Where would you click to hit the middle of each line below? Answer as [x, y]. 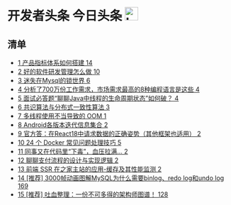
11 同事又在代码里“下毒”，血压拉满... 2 [73, 151]
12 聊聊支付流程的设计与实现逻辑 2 [68, 160]
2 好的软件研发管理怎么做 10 [59, 72]
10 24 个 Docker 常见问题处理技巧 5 [69, 143]
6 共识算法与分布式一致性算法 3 [64, 107]
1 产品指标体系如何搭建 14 [55, 63]
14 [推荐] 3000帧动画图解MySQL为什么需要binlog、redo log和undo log [121, 178]
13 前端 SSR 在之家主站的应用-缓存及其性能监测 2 [89, 169]
